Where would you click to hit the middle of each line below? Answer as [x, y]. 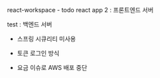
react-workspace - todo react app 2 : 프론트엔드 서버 [80, 10]
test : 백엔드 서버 [30, 24]
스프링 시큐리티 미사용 [46, 39]
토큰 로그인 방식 [38, 53]
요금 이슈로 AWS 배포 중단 [52, 67]
